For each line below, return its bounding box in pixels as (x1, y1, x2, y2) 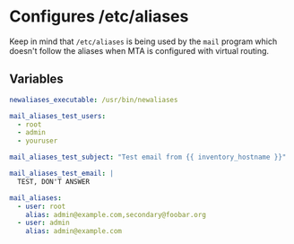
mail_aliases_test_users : (9, 111, 106, 120)
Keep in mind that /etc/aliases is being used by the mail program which (9, 36, 278, 47)
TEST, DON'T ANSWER (17, 177, 91, 186)
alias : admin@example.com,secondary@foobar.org (25, 210, 206, 219)
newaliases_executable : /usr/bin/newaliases (9, 95, 178, 104)
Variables (9, 72, 65, 87)
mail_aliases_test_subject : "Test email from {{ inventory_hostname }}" (9, 152, 287, 162)
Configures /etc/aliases (9, 6, 189, 27)
